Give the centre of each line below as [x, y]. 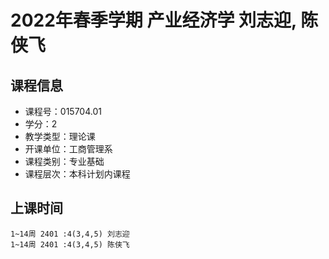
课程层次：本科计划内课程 [77, 174]
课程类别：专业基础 [64, 161]
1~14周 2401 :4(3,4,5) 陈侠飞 [70, 244]
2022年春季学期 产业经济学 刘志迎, [153, 20]
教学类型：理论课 [60, 136]
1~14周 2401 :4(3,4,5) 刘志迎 [70, 234]
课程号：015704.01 [63, 111]
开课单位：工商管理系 [68, 149]
